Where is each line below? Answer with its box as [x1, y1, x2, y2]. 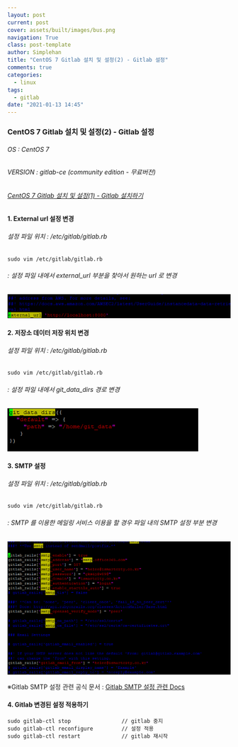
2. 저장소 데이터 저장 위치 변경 [7, 329, 90, 337]
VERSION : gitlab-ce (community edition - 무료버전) [7, 168, 156, 177]
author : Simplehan [7, 49, 62, 56]
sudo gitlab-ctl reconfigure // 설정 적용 [7, 725, 154, 733]
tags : [7, 86, 23, 94]
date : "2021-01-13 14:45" [7, 102, 84, 109]
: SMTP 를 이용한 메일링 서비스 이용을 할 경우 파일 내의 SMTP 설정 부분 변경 [7, 518, 217, 527]
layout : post [7, 11, 46, 18]
